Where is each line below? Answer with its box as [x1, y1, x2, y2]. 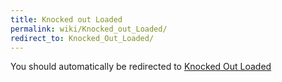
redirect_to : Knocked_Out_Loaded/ [10, 33, 155, 43]
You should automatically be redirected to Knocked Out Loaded [10, 61, 272, 73]
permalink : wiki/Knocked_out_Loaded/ [10, 24, 168, 34]
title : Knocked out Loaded [10, 14, 123, 25]
